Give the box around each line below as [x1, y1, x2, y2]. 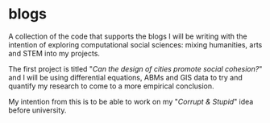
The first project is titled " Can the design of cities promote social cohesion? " [8, 64, 263, 73]
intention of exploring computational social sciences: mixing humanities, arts [8, 39, 263, 49]
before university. [8, 105, 67, 115]
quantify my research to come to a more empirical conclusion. [8, 81, 215, 91]
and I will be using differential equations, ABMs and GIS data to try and [8, 72, 243, 82]
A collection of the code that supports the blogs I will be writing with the [8, 31, 247, 41]
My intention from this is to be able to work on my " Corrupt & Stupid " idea [8, 96, 254, 106]
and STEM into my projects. [8, 48, 101, 58]
